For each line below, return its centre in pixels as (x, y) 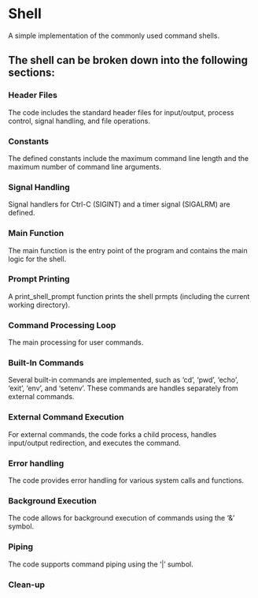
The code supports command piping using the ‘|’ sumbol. (101, 564)
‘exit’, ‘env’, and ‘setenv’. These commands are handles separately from (123, 388)
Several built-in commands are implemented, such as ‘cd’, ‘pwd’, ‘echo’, (123, 380)
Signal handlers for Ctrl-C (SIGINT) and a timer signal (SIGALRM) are (119, 204)
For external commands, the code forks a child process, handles (112, 434)
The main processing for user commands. (76, 342)
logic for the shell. (37, 259)
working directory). (39, 305)
